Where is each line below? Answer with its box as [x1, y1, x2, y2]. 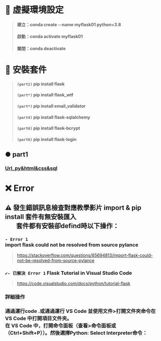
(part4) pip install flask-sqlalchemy [16, 114, 91, 120]
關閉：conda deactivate [16, 46, 66, 51]
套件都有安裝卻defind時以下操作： [16, 221, 119, 230]
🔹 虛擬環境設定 [5, 4, 64, 15]
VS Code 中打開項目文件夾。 [5, 315, 72, 322]
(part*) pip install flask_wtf [16, 92, 74, 98]
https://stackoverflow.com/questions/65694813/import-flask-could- [16, 252, 153, 258]
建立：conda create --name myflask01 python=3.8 [16, 21, 121, 27]
